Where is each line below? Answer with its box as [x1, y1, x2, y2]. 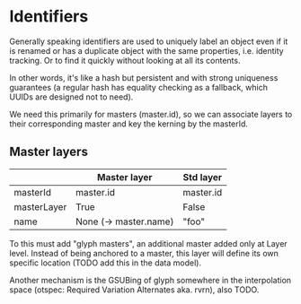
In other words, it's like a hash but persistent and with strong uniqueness [9, 72, 279, 83]
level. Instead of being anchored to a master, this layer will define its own [9, 248, 279, 258]
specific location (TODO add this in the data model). [9, 257, 202, 268]
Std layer [182, 170, 223, 183]
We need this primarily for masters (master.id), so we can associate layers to [9, 109, 293, 119]
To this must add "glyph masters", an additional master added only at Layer [9, 238, 288, 248]
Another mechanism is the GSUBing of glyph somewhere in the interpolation [9, 274, 292, 285]
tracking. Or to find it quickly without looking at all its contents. [9, 55, 241, 65]
